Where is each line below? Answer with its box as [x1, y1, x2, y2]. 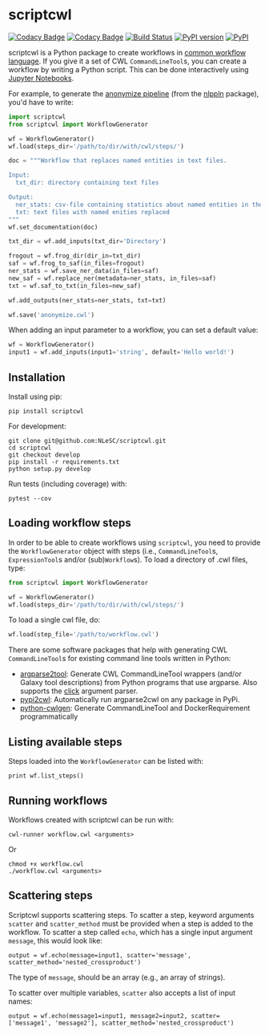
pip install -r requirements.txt [8, 458, 120, 466]
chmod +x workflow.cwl [8, 860, 84, 868]
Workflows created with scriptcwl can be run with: [8, 814, 175, 824]
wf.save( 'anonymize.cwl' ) [8, 310, 94, 319]
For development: [8, 421, 66, 431]
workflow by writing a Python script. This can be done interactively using [8, 64, 250, 74]
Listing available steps [8, 735, 122, 749]
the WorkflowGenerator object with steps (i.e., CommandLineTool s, [8, 546, 219, 555]
